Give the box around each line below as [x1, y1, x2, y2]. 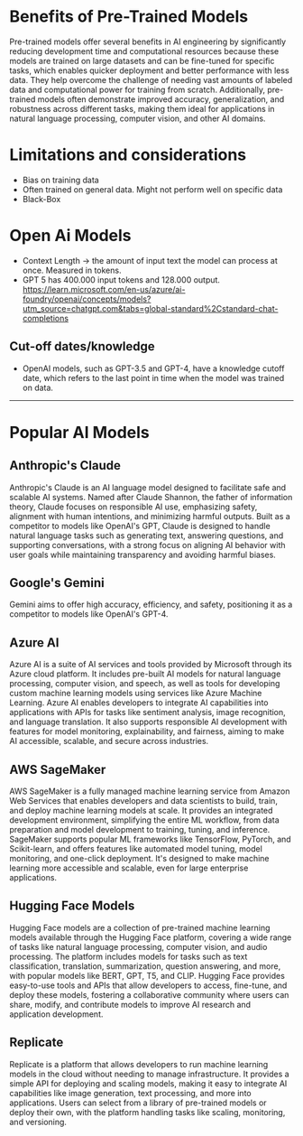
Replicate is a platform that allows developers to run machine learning [9, 1058, 269, 1069]
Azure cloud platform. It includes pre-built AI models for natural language [9, 668, 281, 679]
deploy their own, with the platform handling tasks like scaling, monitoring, [9, 1106, 286, 1117]
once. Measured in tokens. [22, 265, 122, 275]
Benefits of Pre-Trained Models [9, 6, 249, 27]
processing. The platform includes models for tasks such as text [9, 951, 248, 962]
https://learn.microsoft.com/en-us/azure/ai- [22, 284, 186, 294]
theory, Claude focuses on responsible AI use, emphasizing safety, [9, 501, 258, 512]
